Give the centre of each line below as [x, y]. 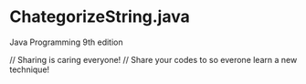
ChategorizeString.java [100, 17]
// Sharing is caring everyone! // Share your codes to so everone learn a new [153, 59]
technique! [30, 69]
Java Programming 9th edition [66, 42]
